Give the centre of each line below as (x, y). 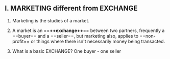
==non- (148, 36)
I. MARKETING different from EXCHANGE (71, 8)
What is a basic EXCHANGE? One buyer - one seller (67, 51)
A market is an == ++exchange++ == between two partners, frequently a (88, 31)
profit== (21, 41)
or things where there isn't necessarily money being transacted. (98, 41)
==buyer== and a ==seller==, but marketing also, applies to (75, 36)
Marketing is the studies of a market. (51, 20)
